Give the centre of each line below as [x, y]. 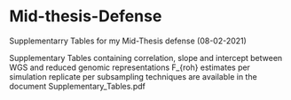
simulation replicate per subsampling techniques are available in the [133, 76]
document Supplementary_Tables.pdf [78, 86]
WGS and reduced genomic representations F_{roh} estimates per [130, 67]
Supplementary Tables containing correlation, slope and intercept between [146, 58]
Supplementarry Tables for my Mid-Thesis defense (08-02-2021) [128, 41]
